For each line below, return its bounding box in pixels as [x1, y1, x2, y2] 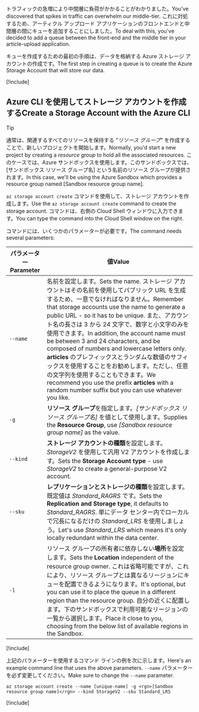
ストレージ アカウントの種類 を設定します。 [46, 439, 167, 447]
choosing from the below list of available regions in [46, 622, 188, 630]
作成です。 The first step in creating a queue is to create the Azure [31, 60, 192, 67]
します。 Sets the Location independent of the [46, 553, 174, 561]
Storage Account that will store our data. [6, 67, 105, 74]
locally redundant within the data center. [46, 533, 159, 542]
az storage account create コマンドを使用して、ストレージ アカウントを [6, 192, 184, 200]
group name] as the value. [46, 428, 120, 436]
